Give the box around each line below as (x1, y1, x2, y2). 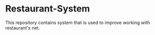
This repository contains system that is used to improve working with (5, 19, 150, 25)
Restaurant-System (5, 3, 90, 14)
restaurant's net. (5, 24, 40, 30)
